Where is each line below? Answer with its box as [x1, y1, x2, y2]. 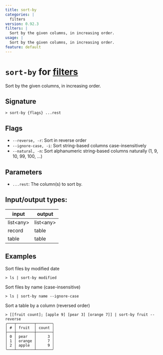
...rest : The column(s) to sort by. [12, 181, 83, 187]
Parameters [5, 168, 42, 176]
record [7, 227, 23, 234]
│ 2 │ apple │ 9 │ [5, 342, 55, 348]
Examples [5, 252, 36, 261]
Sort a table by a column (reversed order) [5, 302, 90, 308]
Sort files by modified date [5, 265, 60, 271]
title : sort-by [5, 7, 37, 13]
